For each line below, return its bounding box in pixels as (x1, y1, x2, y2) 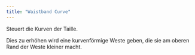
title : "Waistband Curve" (6, 8, 71, 15)
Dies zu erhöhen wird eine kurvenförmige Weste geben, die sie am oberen (6, 36, 190, 44)
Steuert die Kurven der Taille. (6, 25, 78, 32)
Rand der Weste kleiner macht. (6, 43, 82, 50)
